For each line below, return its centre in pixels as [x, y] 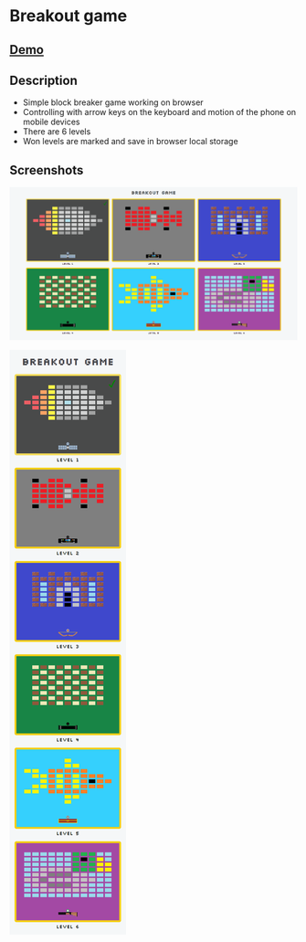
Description [43, 80]
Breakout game [69, 16]
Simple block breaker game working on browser [113, 102]
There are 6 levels [57, 132]
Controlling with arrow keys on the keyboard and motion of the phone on [159, 112]
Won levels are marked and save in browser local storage [131, 142]
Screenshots [47, 170]
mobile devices [51, 122]
